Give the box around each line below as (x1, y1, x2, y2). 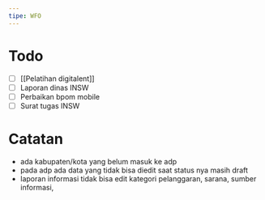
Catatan (8, 130, 63, 148)
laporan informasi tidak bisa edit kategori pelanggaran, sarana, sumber (19, 173, 257, 183)
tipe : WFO (8, 11, 42, 20)
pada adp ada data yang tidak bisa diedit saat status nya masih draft (19, 165, 249, 175)
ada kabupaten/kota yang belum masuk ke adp (19, 156, 177, 166)
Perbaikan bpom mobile (19, 91, 100, 101)
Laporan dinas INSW (19, 83, 89, 92)
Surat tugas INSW (19, 100, 80, 110)
